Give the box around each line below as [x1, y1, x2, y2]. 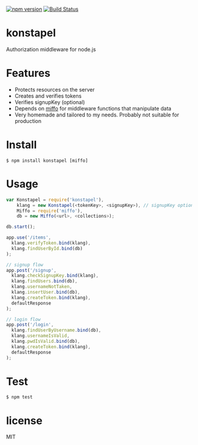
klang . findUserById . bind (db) [11, 245, 83, 251]
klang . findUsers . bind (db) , [11, 278, 78, 284]
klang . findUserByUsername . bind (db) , [11, 327, 101, 333]
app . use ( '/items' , [6, 235, 51, 241]
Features [6, 67, 51, 80]
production [14, 117, 42, 124]
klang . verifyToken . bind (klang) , [11, 240, 91, 246]
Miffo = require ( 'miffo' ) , [16, 207, 83, 214]
